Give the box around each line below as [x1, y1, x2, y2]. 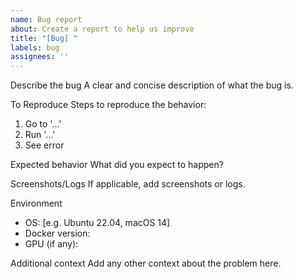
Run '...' [24, 129, 56, 141]
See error [24, 139, 65, 151]
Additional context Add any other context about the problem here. [10, 257, 282, 270]
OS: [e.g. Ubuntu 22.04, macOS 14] [24, 217, 171, 229]
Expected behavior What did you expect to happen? [10, 159, 224, 171]
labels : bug [10, 42, 60, 53]
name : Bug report [10, 14, 83, 25]
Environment [10, 197, 63, 210]
